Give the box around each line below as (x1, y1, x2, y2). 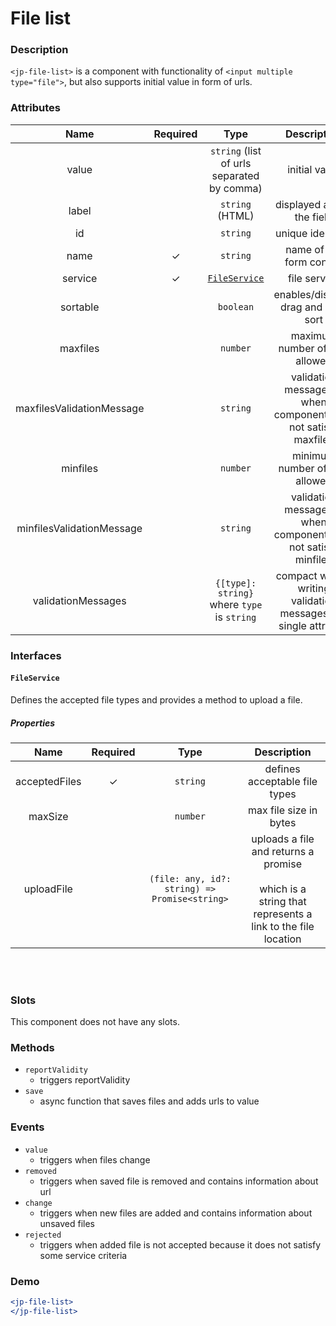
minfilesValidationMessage (16, 521, 143, 535)
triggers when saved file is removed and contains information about (39, 1175, 319, 1187)
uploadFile (23, 882, 73, 896)
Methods (10, 1041, 55, 1055)
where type (209, 597, 263, 611)
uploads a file (251, 832, 315, 846)
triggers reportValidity (39, 1074, 131, 1086)
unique (275, 226, 308, 240)
